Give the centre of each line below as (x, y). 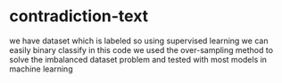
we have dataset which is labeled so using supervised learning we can (139, 41)
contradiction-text (79, 16)
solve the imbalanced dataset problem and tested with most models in (138, 59)
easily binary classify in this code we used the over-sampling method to (141, 49)
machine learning (41, 69)
